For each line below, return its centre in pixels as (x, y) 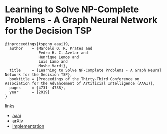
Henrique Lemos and (59, 57)
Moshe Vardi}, (53, 66)
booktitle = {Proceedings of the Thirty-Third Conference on (75, 79)
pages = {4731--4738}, (38, 88)
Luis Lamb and (53, 61)
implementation (28, 126)
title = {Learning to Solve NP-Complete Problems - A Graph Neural (86, 70)
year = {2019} (30, 92)
